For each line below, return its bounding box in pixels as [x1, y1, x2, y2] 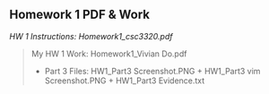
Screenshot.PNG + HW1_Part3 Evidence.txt [44, 75, 205, 86]
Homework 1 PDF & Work [9, 7, 151, 22]
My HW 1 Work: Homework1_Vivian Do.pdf [30, 48, 187, 59]
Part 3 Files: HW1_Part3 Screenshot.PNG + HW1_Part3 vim [44, 65, 261, 76]
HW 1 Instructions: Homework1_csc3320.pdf [9, 30, 173, 41]
